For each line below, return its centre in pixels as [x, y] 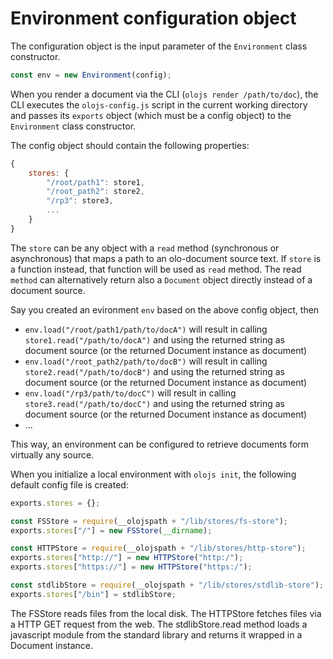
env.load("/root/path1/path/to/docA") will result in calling [146, 329]
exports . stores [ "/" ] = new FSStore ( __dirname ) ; [111, 530]
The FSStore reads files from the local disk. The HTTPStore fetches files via [166, 613]
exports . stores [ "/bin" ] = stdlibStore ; [93, 594]
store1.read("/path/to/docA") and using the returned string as [154, 339]
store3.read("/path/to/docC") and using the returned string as [154, 403]
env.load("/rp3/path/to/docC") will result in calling [130, 393]
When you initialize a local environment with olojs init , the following [153, 474]
